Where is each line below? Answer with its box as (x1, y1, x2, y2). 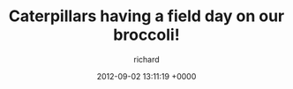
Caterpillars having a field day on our (8, 6, 285, 26)
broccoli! (112, 25, 181, 45)
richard (133, 54, 160, 64)
